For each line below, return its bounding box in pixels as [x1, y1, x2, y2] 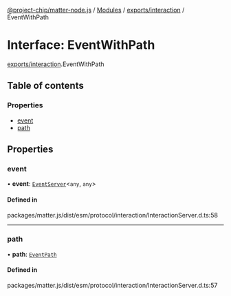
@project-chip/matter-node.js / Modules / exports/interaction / [7, 6, 185, 14]
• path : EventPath [7, 250, 57, 258]
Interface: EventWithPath [7, 37, 155, 53]
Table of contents [7, 80, 84, 92]
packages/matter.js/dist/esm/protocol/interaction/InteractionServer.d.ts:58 [7, 211, 219, 219]
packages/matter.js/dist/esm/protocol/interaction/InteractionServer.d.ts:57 [7, 282, 218, 290]
